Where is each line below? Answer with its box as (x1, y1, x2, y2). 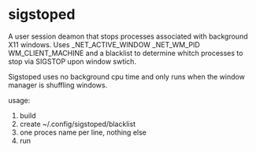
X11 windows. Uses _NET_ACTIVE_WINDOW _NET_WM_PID (8, 39, 201, 49)
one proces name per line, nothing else (19, 128, 147, 137)
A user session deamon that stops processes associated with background (8, 32, 248, 41)
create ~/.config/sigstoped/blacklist (19, 119, 136, 128)
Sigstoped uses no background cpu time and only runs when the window (8, 72, 246, 81)
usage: (8, 95, 31, 105)
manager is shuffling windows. (8, 80, 108, 90)
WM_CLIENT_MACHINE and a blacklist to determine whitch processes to (8, 48, 243, 57)
